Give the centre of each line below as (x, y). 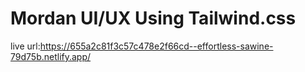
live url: (25, 46)
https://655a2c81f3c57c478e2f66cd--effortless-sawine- (156, 46)
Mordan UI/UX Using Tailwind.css (153, 18)
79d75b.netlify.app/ (51, 56)
